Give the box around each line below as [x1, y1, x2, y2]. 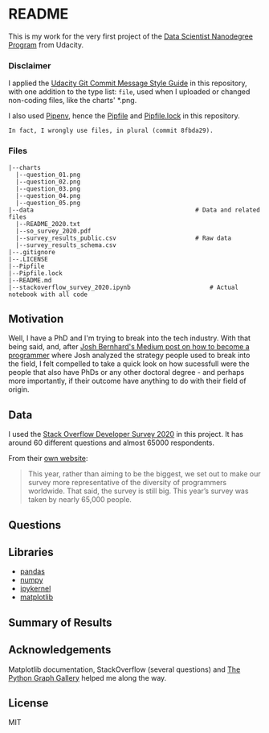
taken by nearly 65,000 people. [27, 495, 132, 504]
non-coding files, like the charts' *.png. [8, 96, 137, 105]
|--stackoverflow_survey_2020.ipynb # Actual [8, 283, 239, 291]
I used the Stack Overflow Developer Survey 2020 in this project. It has [8, 430, 243, 439]
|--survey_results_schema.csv [15, 241, 116, 249]
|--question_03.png [15, 184, 81, 193]
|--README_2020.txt [15, 220, 81, 228]
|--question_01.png [15, 171, 81, 179]
